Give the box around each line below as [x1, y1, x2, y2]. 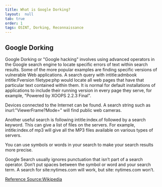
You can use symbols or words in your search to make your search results [5, 142, 154, 147]
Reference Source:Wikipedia [5, 176, 62, 182]
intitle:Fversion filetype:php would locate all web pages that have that [5, 77, 144, 83]
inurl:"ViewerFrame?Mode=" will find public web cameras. [5, 107, 122, 113]
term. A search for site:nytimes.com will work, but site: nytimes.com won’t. [5, 166, 155, 172]
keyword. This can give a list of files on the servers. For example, [5, 122, 135, 127]
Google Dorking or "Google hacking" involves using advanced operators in [5, 56, 155, 62]
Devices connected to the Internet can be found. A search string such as [5, 102, 151, 108]
